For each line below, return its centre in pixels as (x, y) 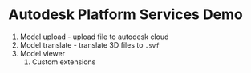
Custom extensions (64, 62)
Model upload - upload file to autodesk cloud (94, 36)
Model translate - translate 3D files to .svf (90, 44)
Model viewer (43, 53)
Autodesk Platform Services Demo (125, 15)
